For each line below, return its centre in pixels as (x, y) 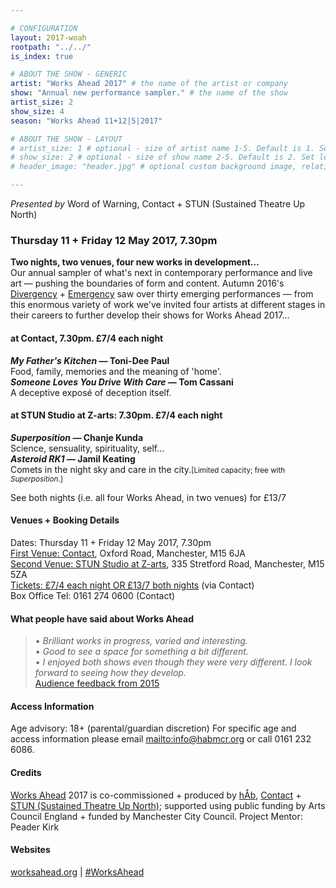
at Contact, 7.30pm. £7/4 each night (87, 338)
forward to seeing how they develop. (110, 673)
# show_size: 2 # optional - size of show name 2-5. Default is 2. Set (162, 157)
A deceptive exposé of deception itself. (91, 392)
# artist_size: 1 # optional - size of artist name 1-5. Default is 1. (162, 148)
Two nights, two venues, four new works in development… (135, 262)
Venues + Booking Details (65, 520)
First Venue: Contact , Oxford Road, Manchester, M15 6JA (128, 553)
